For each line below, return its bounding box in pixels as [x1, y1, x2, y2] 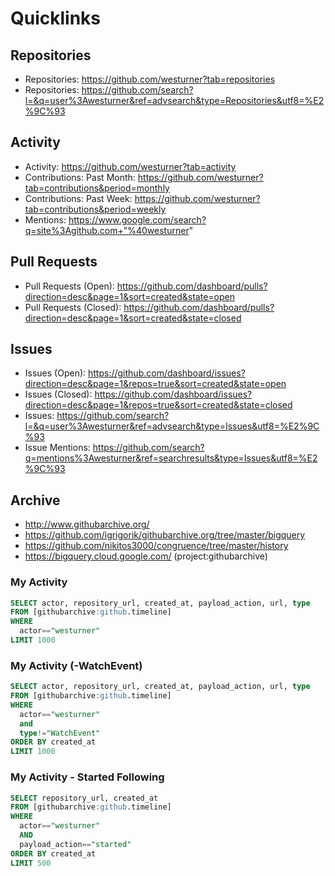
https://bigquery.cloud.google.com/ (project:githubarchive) [24, 550, 268, 562]
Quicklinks [10, 7, 102, 30]
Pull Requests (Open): [24, 280, 115, 292]
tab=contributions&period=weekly [24, 203, 167, 215]
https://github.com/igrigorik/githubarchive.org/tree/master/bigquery [24, 529, 306, 541]
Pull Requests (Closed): [24, 301, 122, 313]
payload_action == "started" [19, 839, 132, 849]
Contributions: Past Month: [24, 171, 136, 183]
